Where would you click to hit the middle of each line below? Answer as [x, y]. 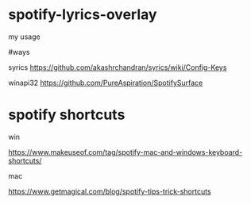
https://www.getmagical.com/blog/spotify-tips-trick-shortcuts [110, 191]
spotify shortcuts [67, 115]
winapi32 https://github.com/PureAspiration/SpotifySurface [106, 83]
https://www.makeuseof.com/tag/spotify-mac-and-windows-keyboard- [125, 152]
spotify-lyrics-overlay [83, 15]
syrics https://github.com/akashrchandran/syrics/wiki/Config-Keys [118, 67]
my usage [25, 37]
